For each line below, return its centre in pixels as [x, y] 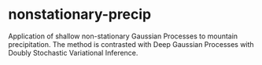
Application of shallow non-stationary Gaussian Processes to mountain [123, 36]
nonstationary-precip [80, 14]
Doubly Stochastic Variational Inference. [73, 52]
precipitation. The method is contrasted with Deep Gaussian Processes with [131, 44]
